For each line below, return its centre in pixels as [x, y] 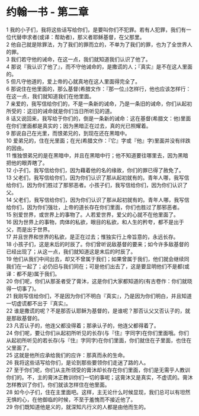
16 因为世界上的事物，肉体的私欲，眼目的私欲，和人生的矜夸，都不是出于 [95, 222]
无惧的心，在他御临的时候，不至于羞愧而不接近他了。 [71, 399]
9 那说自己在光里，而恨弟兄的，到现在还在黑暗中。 [68, 133]
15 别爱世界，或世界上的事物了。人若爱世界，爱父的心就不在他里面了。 [92, 214]
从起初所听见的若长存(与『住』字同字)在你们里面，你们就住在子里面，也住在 [99, 340]
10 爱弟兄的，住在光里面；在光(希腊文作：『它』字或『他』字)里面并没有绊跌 [98, 140]
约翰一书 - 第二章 [47, 12]
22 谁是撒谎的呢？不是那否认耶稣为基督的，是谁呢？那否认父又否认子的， [96, 311]
